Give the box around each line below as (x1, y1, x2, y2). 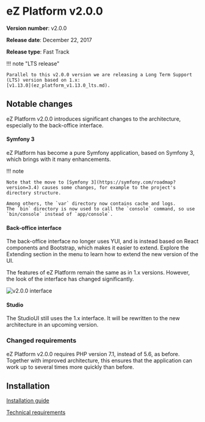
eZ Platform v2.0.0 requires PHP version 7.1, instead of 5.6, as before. (6, 350, 180, 357)
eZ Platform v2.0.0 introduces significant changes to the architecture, (6, 115, 181, 123)
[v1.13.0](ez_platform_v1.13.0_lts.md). (6, 82, 111, 88)
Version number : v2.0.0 (6, 24, 67, 32)
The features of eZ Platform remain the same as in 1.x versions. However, (6, 269, 190, 276)
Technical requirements (6, 409, 66, 416)
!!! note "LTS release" (6, 60, 60, 67)
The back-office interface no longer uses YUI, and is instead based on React (6, 238, 199, 245)
